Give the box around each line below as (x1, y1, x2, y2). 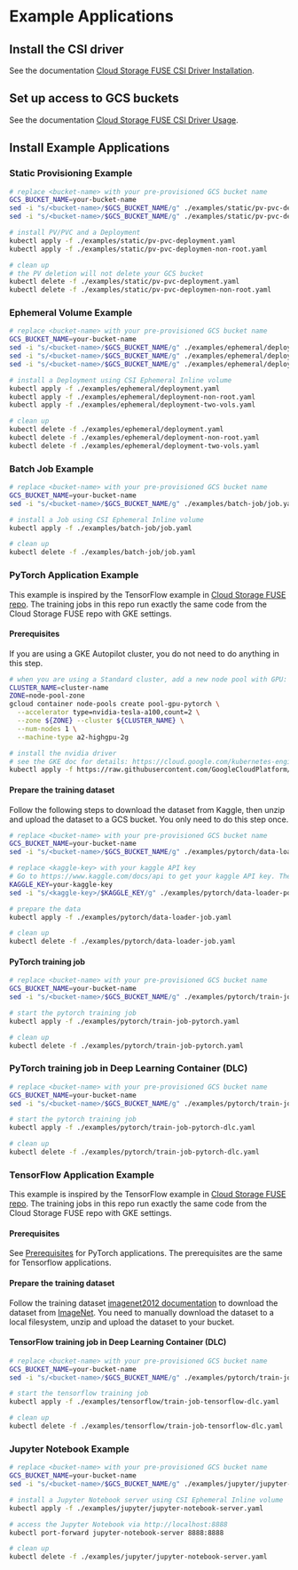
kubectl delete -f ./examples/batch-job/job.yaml (9, 548, 197, 557)
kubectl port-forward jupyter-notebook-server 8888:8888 (9, 1528, 224, 1537)
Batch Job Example (9, 463, 94, 475)
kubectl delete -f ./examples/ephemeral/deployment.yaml (9, 425, 224, 434)
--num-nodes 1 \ (17, 724, 77, 733)
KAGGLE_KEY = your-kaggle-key (9, 880, 114, 889)
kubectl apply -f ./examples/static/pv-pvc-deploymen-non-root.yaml (9, 245, 268, 254)
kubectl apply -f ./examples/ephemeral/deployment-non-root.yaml (9, 392, 255, 401)
